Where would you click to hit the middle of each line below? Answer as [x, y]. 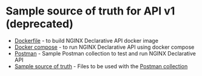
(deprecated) [40, 24]
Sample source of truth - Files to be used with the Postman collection [101, 66]
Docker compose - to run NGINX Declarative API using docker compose [104, 47]
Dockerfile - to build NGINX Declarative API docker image [86, 40]
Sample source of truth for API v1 [90, 11]
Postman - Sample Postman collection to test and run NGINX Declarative [105, 53]
